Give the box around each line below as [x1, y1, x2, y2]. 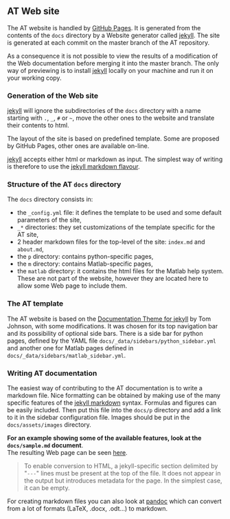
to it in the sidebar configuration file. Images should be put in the [7, 413, 190, 421]
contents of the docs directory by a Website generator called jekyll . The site [7, 31, 220, 39]
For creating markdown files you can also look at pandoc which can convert [7, 497, 222, 505]
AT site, [16, 231, 39, 239]
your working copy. [7, 74, 62, 82]
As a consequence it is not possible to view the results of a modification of [7, 52, 218, 60]
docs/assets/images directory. [7, 421, 91, 429]
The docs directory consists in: [7, 195, 93, 204]
